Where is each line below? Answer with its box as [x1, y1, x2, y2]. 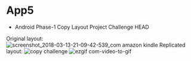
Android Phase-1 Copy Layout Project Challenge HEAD [14, 23, 149, 30]
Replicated [159, 41, 186, 48]
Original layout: [6, 35, 44, 42]
